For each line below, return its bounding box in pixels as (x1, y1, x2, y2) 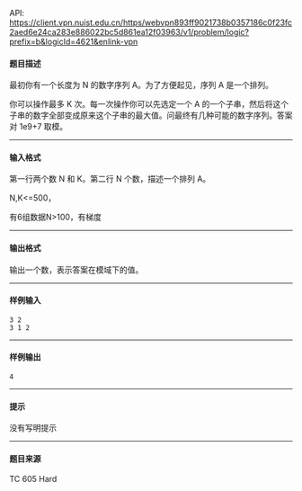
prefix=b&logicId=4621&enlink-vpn (9, 36, 138, 47)
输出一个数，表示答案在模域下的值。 (9, 264, 144, 275)
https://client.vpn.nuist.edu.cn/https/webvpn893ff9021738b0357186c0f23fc (9, 17, 293, 28)
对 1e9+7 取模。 (9, 121, 68, 132)
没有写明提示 (9, 423, 57, 433)
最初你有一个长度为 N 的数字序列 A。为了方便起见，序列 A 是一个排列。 (9, 80, 274, 91)
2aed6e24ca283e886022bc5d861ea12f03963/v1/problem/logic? (9, 27, 250, 37)
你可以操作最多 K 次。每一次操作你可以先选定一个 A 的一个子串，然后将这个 (9, 99, 289, 110)
